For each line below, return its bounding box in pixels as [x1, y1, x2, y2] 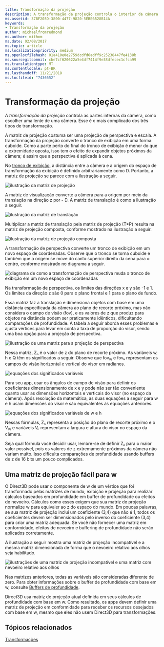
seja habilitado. [5, 550, 36, 556]
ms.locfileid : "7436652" [5, 75, 56, 80]
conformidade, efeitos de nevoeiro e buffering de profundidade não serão [5, 525, 154, 531]
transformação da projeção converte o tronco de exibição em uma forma [5, 137, 152, 143]
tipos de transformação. [5, 123, 54, 128]
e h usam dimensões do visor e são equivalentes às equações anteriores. [5, 401, 153, 407]
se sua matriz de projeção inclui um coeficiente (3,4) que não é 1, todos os [5, 509, 155, 515]
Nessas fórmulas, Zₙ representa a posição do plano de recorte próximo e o [5, 419, 155, 425]
